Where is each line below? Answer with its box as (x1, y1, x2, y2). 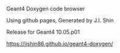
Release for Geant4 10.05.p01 (6, 28, 80, 36)
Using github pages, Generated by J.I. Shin (6, 17, 114, 23)
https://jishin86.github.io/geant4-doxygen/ (6, 40, 113, 47)
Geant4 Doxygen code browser (6, 5, 85, 12)
